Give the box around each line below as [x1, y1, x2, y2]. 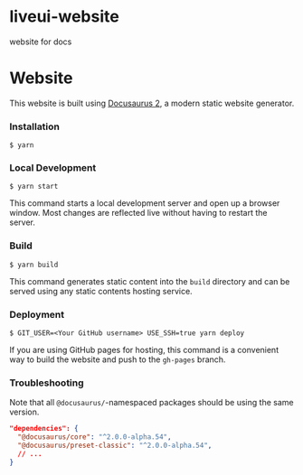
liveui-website [9, 6, 119, 27]
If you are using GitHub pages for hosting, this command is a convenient [9, 345, 279, 356]
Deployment [9, 308, 65, 321]
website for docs [9, 36, 72, 47]
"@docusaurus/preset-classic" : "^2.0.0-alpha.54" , [17, 441, 213, 451]
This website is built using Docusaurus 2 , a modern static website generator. [9, 98, 295, 108]
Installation [9, 120, 61, 133]
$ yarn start [9, 182, 59, 191]
